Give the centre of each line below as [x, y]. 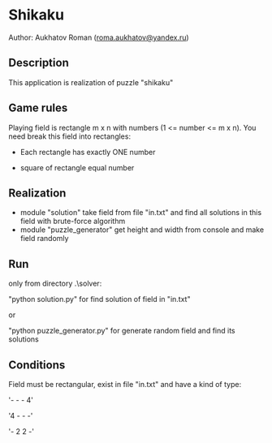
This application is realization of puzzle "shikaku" [91, 82]
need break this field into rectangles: [70, 136]
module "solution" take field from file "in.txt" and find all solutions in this [141, 213]
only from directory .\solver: [55, 284]
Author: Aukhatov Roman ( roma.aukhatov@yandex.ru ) [99, 37]
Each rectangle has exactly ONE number [88, 152]
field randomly [44, 239]
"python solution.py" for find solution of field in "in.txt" [99, 299]
